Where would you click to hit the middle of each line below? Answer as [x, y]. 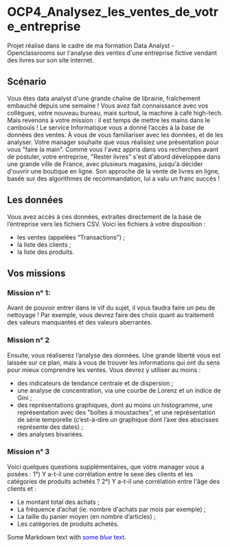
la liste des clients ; [44, 244]
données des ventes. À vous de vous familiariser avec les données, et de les [115, 135]
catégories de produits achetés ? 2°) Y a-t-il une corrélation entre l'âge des [114, 481]
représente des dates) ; [50, 427]
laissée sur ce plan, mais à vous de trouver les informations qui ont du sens [114, 362]
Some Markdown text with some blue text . [67, 537]
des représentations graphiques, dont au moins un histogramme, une [115, 405]
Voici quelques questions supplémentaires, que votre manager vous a [106, 467]
